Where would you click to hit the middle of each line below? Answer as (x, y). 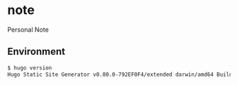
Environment (36, 52)
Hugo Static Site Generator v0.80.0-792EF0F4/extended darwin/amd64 (110, 74)
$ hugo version (30, 68)
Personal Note (28, 30)
